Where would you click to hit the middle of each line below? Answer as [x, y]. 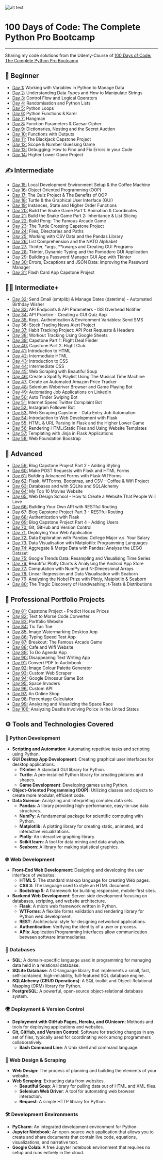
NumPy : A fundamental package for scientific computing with [81, 816]
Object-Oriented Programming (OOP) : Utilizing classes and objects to [82, 790]
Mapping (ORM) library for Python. [47, 986]
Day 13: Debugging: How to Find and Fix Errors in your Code [72, 149]
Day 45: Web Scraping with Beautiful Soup [55, 371]
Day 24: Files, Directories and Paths [48, 231]
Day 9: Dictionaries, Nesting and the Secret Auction [64, 129]
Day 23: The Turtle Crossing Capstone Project [58, 226]
